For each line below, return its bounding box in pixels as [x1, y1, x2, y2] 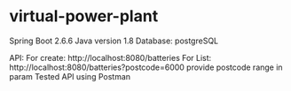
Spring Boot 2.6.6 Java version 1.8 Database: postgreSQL [9, 35, 219, 46]
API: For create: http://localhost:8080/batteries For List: [9, 52, 212, 63]
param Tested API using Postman [9, 71, 131, 81]
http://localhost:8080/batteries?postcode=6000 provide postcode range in [9, 62, 283, 72]
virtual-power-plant [9, 6, 159, 27]
